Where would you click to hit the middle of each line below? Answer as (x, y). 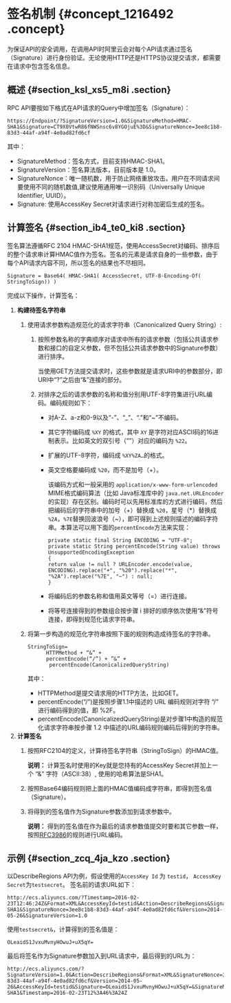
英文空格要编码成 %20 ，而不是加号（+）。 (105, 470)
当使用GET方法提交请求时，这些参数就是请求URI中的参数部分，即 (130, 371)
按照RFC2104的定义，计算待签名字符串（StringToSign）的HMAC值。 (124, 750)
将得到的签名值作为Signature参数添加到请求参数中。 (101, 811)
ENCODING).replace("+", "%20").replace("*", (112, 570)
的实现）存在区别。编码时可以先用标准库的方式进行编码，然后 (135, 501)
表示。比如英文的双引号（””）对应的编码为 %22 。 (122, 440)
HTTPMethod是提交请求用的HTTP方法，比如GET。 (110, 693)
